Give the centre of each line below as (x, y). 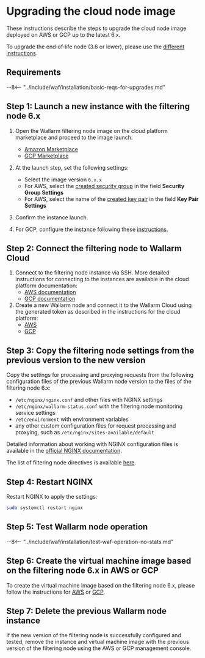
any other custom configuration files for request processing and (95, 426)
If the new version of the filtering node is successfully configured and (94, 635)
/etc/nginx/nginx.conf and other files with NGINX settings (89, 400)
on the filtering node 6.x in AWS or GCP (82, 571)
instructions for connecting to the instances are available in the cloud (102, 279)
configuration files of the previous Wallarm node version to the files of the (99, 382)
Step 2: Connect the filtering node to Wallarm (94, 248)
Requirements (34, 73)
